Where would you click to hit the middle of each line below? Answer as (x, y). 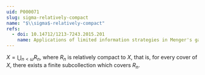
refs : (13, 29)
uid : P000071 (23, 12)
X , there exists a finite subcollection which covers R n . (73, 66)
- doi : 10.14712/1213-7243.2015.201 (58, 34)
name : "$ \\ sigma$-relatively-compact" (56, 23)
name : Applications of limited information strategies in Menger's (105, 40)
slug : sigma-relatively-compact (47, 18)
